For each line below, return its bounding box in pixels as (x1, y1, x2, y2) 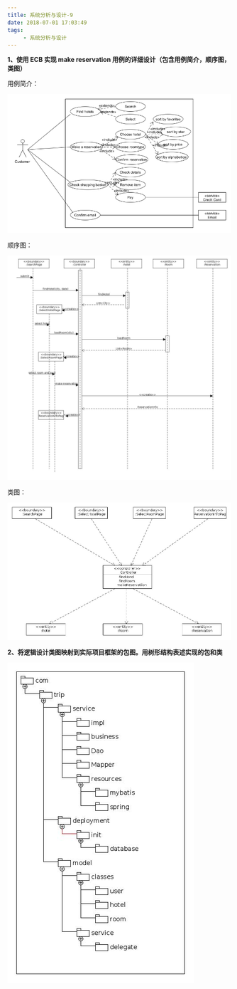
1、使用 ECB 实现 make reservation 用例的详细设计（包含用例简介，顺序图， (7, 56, 231, 64)
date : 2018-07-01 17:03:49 (7, 19, 87, 26)
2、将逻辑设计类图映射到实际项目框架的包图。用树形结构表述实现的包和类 (7, 648, 223, 656)
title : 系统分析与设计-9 (7, 11, 73, 19)
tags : (7, 26, 23, 33)
